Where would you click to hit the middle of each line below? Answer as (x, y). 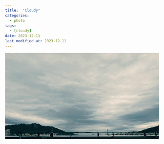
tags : (10, 26)
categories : (17, 15)
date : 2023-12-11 (23, 36)
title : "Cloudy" (23, 10)
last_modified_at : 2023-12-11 (36, 41)
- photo (17, 20)
